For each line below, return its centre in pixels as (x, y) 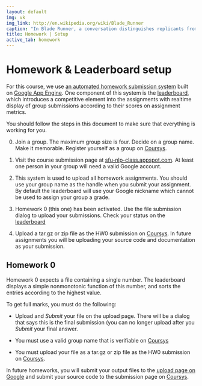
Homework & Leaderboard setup (89, 70)
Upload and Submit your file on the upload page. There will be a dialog (103, 316)
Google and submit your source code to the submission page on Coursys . (98, 376)
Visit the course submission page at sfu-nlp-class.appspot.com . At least (104, 160)
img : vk (16, 17)
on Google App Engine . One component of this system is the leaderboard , (98, 93)
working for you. (26, 130)
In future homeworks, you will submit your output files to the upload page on (101, 370)
